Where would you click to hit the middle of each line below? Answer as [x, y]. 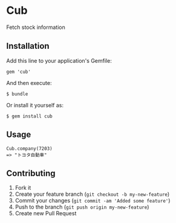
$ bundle [17, 94]
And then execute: [29, 83]
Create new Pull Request [46, 213]
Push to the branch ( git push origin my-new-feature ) [82, 207]
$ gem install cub [29, 116]
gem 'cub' [19, 72]
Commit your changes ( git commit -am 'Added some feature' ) [93, 201]
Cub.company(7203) [29, 148]
